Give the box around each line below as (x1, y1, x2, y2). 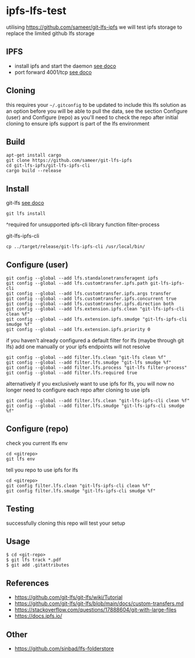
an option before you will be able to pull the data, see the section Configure (6, 107, 188, 114)
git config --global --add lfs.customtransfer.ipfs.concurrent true (6, 296, 177, 302)
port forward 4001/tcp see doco (14, 69, 92, 76)
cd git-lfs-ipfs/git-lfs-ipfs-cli (6, 163, 91, 168)
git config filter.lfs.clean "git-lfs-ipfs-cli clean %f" (6, 482, 150, 488)
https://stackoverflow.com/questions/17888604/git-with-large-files (14, 606, 177, 613)
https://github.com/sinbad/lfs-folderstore (14, 645, 114, 652)
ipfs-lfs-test (6, 4, 67, 18)
